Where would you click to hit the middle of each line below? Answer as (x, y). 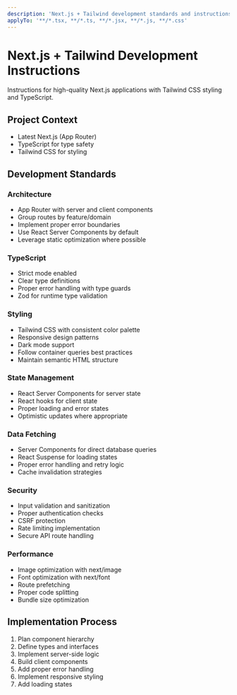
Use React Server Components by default (78, 232)
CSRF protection (41, 521)
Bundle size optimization (53, 600)
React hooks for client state (57, 401)
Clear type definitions (49, 281)
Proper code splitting (48, 592)
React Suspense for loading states (67, 457)
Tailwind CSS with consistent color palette (79, 329)
